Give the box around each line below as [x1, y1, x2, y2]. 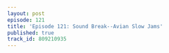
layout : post [7, 10, 45, 17]
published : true [7, 29, 54, 36]
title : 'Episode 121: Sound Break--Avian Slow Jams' [7, 23, 163, 30]
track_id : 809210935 [7, 36, 67, 43]
